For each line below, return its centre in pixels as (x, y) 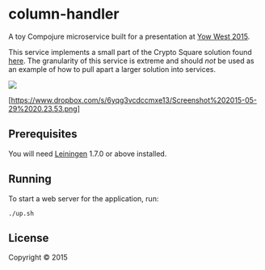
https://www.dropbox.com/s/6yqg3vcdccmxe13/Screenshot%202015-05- (134, 100)
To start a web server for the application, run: (84, 198)
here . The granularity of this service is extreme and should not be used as (131, 61)
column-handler (64, 14)
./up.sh (21, 213)
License (29, 238)
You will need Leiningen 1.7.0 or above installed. (88, 154)
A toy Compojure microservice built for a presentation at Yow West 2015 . (129, 36)
